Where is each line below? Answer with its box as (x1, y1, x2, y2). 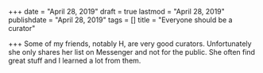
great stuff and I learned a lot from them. (8, 56, 141, 65)
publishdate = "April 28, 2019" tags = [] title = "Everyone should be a (8, 15, 233, 25)
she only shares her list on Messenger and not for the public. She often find (8, 48, 256, 56)
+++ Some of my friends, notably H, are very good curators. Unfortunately (8, 39, 252, 48)
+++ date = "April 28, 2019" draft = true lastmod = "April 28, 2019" (8, 7, 225, 16)
